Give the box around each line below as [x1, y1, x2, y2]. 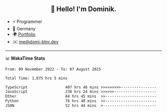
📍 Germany [12, 25, 36, 31]
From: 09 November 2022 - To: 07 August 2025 [5, 67, 101, 72]
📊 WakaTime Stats [5, 55, 46, 61]
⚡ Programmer [12, 18, 42, 24]
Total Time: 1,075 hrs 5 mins [5, 76, 68, 81]
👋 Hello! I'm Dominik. [50, 5, 117, 13]
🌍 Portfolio [12, 31, 36, 37]
